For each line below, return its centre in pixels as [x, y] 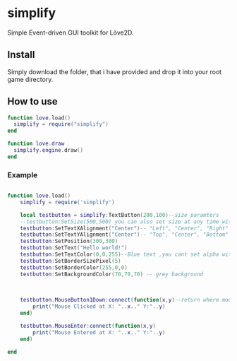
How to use [32, 101]
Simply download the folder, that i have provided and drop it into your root [115, 71]
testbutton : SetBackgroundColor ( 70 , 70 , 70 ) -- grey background [111, 274]
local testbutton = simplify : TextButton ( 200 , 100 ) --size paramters [120, 215]
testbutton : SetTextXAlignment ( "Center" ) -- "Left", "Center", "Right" [124, 228]
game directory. [30, 79]
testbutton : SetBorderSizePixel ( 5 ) [71, 261]
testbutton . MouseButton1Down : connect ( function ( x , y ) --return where [120, 300]
